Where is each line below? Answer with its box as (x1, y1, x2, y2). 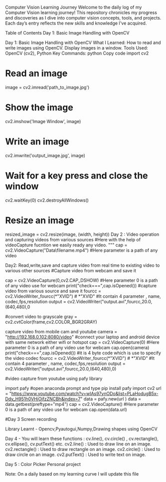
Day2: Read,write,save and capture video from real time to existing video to (5, 262, 160, 268)
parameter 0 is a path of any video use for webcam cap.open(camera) (5, 344, 150, 350)
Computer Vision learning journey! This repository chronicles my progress (5, 10, 157, 16)
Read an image (5, 68, 68, 79)
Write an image (5, 136, 69, 147)
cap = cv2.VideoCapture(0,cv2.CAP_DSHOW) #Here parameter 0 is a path (5, 277, 158, 283)
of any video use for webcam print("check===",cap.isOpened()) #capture (5, 282, 157, 288)
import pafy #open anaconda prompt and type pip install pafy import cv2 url (5, 385, 162, 391)
